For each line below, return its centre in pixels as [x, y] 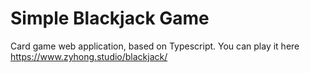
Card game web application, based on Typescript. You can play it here [155, 46]
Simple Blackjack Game [110, 18]
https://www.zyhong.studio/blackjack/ [89, 56]
